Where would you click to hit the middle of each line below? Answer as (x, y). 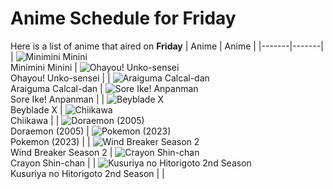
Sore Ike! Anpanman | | (57, 99)
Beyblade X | (36, 109)
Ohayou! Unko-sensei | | (60, 78)
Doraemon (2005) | (50, 131)
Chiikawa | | (35, 120)
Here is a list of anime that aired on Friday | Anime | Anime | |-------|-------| (167, 46)
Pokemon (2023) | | (50, 141)
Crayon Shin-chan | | (53, 163)
